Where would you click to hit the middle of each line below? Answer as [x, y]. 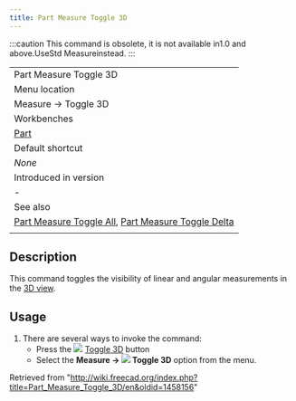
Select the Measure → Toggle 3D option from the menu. [146, 360]
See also [33, 206]
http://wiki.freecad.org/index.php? [134, 377]
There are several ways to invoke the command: [112, 339]
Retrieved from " [40, 377]
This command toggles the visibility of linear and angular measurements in [148, 279]
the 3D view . [33, 288]
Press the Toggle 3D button [93, 349]
